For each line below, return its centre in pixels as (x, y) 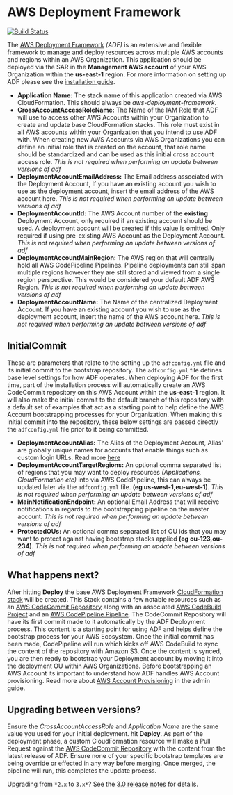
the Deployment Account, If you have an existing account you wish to (116, 183)
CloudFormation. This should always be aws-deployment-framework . (117, 102)
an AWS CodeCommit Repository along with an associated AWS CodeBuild (114, 607)
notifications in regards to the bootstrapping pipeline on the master (113, 509)
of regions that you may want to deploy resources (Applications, (109, 472)
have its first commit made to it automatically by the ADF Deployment (106, 621)
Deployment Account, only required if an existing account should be (115, 220)
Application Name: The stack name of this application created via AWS (120, 95)
